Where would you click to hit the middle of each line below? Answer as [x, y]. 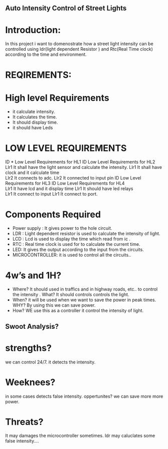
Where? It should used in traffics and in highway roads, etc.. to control [85, 289]
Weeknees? [30, 382]
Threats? [24, 422]
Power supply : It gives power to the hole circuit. [62, 228]
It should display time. [35, 122]
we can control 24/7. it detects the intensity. [50, 362]
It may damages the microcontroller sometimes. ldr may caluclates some [80, 436]
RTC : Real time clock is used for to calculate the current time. [76, 244]
